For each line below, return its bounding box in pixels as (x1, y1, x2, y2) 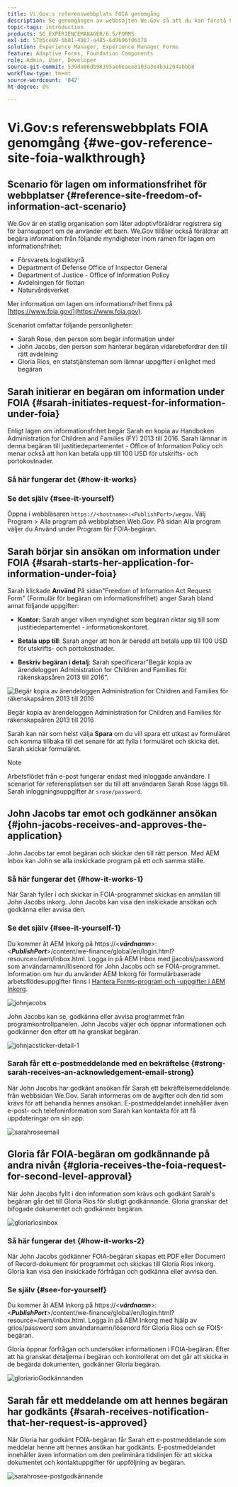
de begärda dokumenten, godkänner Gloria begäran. (7, 1360, 161, 1368)
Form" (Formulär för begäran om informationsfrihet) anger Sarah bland (7, 594, 214, 602)
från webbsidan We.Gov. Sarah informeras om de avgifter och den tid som (7, 1091, 224, 1100)
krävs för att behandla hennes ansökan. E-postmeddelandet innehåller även (7, 1098, 229, 1107)
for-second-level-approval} (7, 1170, 132, 1183)
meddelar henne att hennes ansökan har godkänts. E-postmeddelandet (7, 1443, 216, 1451)
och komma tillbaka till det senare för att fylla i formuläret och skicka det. (7, 737, 220, 746)
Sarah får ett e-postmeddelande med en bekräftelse (7, 1059, 190, 1069)
